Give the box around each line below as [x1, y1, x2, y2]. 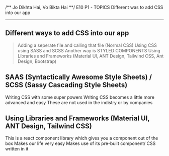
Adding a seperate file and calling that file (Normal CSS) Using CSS [17, 42, 157, 48]
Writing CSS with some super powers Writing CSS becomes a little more [5, 94, 155, 100]
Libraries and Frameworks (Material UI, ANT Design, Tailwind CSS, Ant [17, 53, 164, 59]
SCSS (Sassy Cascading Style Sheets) [5, 81, 128, 90]
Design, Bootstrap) [17, 58, 57, 64]
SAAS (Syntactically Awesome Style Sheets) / [5, 73, 152, 82]
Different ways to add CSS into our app [5, 29, 129, 37]
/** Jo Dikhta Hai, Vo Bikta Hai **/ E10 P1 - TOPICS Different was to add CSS [5, 5, 163, 10]
